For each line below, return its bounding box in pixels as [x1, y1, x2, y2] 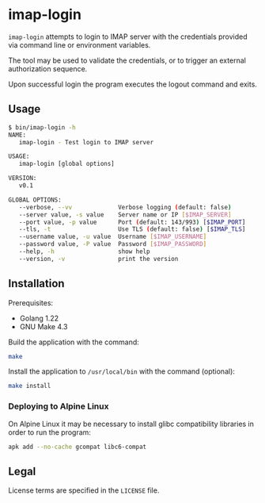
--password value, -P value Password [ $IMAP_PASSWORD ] [18, 240, 207, 248]
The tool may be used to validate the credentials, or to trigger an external [8, 56, 247, 65]
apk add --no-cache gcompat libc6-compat [8, 443, 147, 451]
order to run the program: [8, 427, 91, 437]
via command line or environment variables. [8, 40, 151, 49]
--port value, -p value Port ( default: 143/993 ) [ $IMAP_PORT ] [18, 218, 246, 226]
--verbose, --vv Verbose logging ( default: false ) [18, 203, 232, 211]
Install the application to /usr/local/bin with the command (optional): [8, 367, 236, 376]
